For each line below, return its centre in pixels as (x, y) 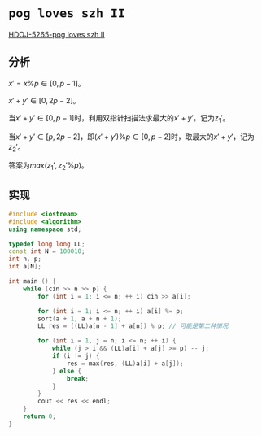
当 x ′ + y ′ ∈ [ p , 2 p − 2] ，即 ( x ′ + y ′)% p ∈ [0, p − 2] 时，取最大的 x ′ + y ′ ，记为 (131, 137)
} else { (67, 371)
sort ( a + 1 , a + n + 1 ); (80, 319)
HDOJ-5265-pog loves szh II (57, 34)
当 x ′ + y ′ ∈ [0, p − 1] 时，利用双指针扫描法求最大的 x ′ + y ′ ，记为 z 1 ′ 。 (119, 118)
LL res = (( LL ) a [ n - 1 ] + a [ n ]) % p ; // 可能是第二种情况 (133, 326)
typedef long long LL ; (47, 244)
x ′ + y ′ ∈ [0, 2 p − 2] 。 (44, 100)
